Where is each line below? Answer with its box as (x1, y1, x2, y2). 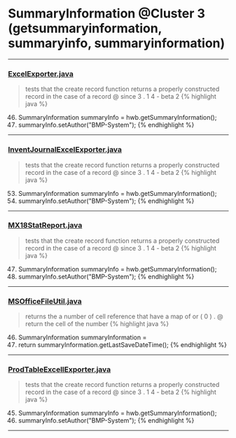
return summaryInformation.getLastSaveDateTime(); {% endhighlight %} (18, 341, 227, 349)
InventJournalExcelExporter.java (8, 145, 122, 155)
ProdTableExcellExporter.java (8, 365, 111, 374)
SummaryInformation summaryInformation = (18, 333, 147, 341)
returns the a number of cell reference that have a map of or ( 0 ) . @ (25, 312, 223, 320)
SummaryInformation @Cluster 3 (8, 6, 206, 22)
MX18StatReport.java (8, 220, 83, 230)
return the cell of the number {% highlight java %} (25, 320, 169, 328)
